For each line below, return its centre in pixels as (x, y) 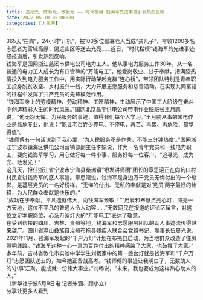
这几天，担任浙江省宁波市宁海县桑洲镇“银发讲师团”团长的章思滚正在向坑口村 (101, 170)
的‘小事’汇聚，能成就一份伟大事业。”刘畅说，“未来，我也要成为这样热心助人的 (101, 268)
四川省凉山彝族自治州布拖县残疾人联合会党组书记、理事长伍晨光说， (112, 230)
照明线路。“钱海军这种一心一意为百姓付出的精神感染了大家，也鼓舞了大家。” (100, 245)
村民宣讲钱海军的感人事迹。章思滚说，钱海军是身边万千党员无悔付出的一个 (99, 178)
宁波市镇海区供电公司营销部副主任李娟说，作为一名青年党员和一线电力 (98, 147)
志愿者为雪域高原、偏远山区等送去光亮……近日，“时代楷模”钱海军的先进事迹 (101, 48)
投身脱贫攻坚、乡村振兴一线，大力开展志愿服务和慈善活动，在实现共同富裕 (104, 87)
